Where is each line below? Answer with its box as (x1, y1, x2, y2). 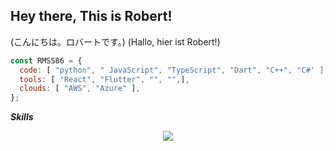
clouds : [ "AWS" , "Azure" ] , (19, 84, 141, 94)
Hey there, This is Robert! (10, 8, 173, 25)
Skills (10, 111, 34, 123)
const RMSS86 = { (10, 55, 83, 66)
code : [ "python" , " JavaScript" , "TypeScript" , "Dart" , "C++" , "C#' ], (19, 65, 329, 75)
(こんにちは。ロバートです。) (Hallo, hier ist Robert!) (10, 35, 221, 48)
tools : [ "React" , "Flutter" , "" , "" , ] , (19, 74, 190, 84)
